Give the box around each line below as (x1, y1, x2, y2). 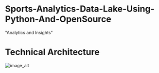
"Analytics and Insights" (5, 29, 53, 35)
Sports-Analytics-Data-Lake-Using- (5, 3, 155, 15)
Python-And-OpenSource (5, 14, 112, 25)
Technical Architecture (5, 47, 100, 58)
